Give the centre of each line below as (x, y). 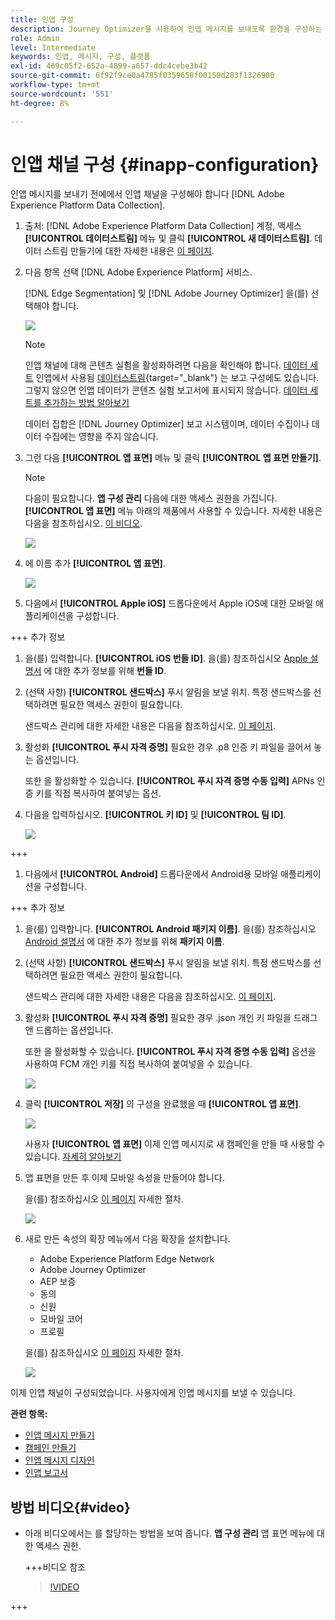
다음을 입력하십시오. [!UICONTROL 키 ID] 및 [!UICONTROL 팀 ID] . (155, 815)
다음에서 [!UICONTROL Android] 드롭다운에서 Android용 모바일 (151, 874)
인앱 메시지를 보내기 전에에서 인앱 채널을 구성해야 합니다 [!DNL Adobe (147, 194)
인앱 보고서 (46, 1473)
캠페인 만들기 (50, 1448)
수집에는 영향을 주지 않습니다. (101, 437)
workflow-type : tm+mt (55, 85)
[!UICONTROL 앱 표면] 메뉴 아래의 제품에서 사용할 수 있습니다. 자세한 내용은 (173, 511)
